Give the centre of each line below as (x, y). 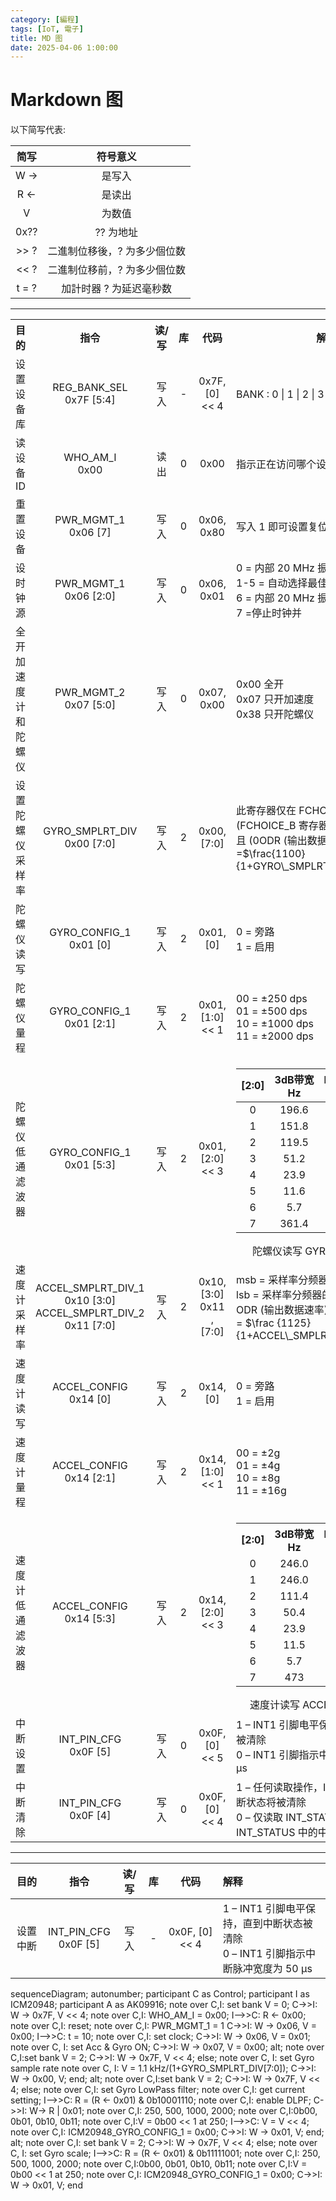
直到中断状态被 (277, 1924)
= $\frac (255, 1323)
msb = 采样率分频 (277, 1280)
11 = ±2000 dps (275, 1036)
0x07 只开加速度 (275, 699)
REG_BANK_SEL (90, 388)
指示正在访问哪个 (276, 464)
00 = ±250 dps (272, 999)
